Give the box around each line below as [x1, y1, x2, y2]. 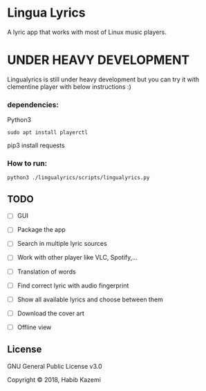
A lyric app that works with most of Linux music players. [7, 28, 167, 36]
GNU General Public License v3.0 [7, 362, 102, 370]
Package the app [17, 226, 66, 234]
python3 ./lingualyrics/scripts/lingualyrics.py [7, 174, 150, 181]
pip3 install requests [7, 141, 65, 150]
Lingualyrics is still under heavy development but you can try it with [7, 75, 200, 83]
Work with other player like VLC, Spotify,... [17, 253, 138, 262]
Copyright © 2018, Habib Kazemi [7, 375, 102, 383]
